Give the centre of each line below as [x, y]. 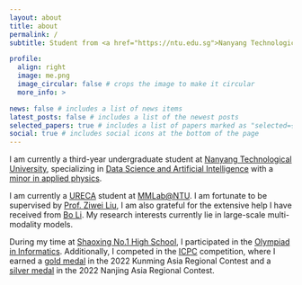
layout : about [36, 18]
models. [58, 225]
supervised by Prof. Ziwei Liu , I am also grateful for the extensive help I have [151, 205]
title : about [34, 26]
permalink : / [34, 34]
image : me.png [44, 76]
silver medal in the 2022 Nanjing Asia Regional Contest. [112, 271]
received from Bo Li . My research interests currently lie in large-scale [138, 215]
